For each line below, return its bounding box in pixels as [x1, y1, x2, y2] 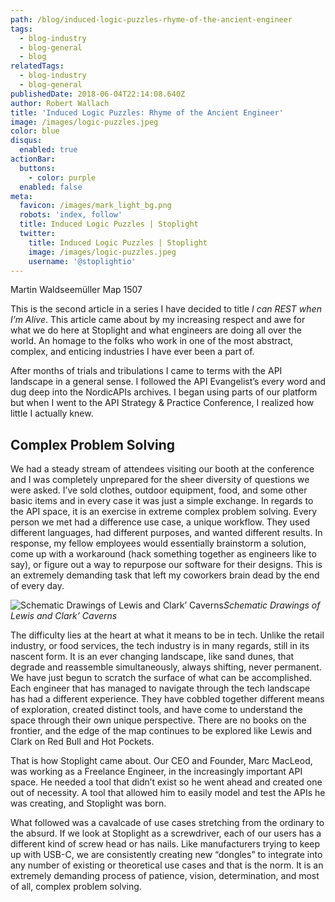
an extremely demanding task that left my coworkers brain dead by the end [10, 569, 320, 581]
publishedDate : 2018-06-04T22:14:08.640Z [10, 89, 186, 99]
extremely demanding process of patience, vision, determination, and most [10, 870, 320, 882]
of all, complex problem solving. [10, 881, 142, 893]
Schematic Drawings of [223, 599, 321, 611]
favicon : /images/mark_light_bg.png [19, 201, 172, 211]
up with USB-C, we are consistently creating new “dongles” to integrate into [10, 849, 323, 861]
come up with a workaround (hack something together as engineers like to [10, 548, 317, 560]
